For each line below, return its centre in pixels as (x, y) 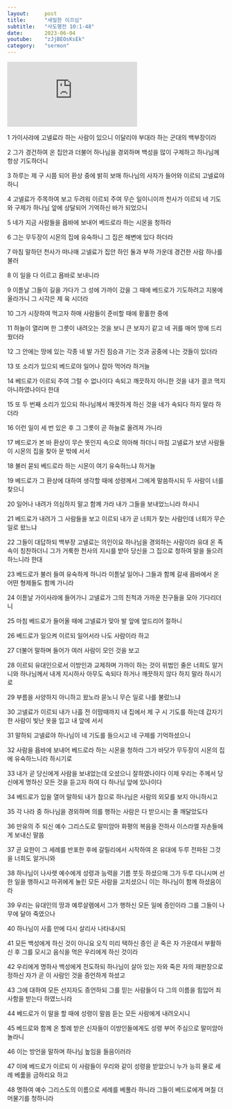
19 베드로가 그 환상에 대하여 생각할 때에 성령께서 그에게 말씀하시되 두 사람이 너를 (115, 480)
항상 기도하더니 (28, 161)
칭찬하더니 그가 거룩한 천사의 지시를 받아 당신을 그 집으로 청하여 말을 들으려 (122, 551)
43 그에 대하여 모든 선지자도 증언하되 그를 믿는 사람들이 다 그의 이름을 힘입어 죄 (114, 990)
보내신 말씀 (29, 835)
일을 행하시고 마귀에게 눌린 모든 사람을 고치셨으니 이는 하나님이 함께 (106, 882)
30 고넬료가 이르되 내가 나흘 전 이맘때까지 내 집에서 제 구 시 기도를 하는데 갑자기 (115, 712)
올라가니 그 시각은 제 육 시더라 (48, 298)
